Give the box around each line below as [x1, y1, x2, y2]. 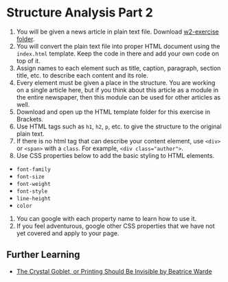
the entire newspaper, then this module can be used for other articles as [16, 93, 221, 101]
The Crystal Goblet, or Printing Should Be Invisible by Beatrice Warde [16, 267, 212, 275]
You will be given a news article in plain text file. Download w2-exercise [16, 27, 219, 36]
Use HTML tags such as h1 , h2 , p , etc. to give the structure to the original [16, 122, 222, 130]
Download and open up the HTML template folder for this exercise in [16, 108, 211, 116]
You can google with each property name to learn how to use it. [16, 214, 197, 222]
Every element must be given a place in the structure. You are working [16, 78, 216, 86]
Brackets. [16, 115, 44, 123]
